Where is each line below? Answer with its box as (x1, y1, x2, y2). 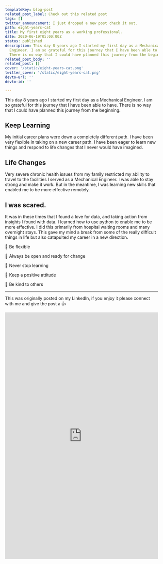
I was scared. (5, 201, 46, 209)
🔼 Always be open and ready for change (5, 253, 86, 259)
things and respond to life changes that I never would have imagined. (5, 144, 143, 150)
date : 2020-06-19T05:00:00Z (5, 34, 62, 39)
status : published (5, 39, 42, 44)
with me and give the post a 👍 (5, 301, 66, 307)
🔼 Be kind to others (5, 282, 44, 287)
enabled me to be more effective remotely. (5, 187, 90, 193)
